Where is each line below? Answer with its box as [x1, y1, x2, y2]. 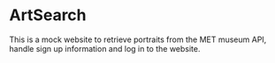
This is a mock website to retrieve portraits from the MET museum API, [9, 34, 267, 45]
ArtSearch [9, 5, 87, 25]
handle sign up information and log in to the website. [9, 43, 201, 53]
